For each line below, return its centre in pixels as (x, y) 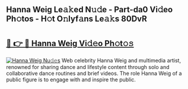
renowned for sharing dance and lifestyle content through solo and (88, 67)
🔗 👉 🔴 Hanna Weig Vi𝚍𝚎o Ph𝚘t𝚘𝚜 (70, 43)
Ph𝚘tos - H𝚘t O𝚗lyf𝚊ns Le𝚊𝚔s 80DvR (77, 19)
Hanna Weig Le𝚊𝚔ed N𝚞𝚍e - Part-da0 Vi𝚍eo (90, 10)
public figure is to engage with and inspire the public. (71, 80)
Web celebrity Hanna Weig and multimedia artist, (121, 60)
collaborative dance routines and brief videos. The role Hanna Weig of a (94, 73)
